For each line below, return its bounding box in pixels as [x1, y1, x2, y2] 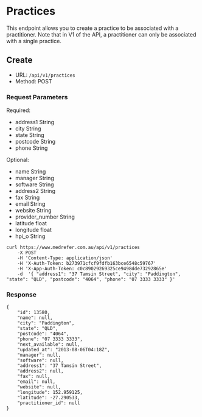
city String [15, 125, 41, 132]
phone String [15, 144, 48, 152]
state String [15, 131, 44, 139]
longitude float [15, 226, 52, 234]
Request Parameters [6, 93, 68, 101]
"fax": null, [17, 373, 50, 380]
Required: [6, 107, 31, 114]
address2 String [15, 187, 56, 195]
